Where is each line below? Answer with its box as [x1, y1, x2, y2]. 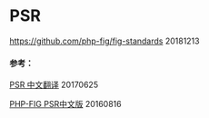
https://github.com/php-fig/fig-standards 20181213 [9, 35, 200, 46]
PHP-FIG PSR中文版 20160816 [9, 99, 122, 110]
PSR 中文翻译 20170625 [9, 79, 98, 91]
